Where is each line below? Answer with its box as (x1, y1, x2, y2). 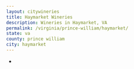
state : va (6, 31, 31, 37)
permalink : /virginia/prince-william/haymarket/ (6, 25, 129, 31)
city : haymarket (6, 42, 46, 48)
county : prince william (6, 36, 65, 42)
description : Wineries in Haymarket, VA (6, 19, 108, 25)
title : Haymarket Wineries (6, 14, 73, 20)
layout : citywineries (6, 8, 60, 15)
